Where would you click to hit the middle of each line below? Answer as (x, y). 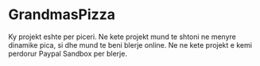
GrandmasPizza (62, 15)
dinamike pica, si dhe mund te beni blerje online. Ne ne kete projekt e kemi (130, 45)
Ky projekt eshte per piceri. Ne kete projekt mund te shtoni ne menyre (122, 37)
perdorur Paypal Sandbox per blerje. (68, 53)
